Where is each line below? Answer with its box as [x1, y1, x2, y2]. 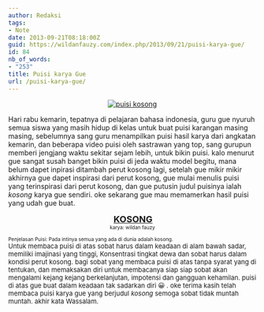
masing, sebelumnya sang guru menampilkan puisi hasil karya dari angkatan [8, 131, 256, 140]
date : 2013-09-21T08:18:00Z [8, 33, 101, 42]
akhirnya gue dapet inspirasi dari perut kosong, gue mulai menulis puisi [8, 173, 240, 182]
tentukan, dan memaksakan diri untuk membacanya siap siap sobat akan [8, 265, 228, 274]
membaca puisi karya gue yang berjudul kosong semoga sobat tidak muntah [8, 288, 239, 298]
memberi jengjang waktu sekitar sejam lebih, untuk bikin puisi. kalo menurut [8, 147, 255, 158]
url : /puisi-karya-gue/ [8, 77, 87, 85]
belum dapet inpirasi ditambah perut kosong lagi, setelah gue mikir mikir [8, 165, 243, 174]
